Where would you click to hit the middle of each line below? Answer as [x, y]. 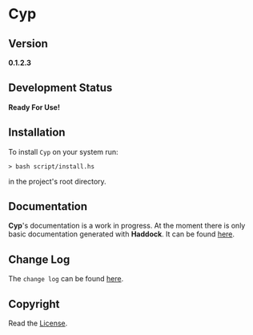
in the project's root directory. [57, 181]
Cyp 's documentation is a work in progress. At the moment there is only [127, 226]
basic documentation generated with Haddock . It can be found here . [121, 234]
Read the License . [38, 323]
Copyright [34, 304]
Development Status [60, 88]
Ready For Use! [34, 107]
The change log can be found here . [66, 279]
